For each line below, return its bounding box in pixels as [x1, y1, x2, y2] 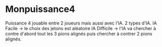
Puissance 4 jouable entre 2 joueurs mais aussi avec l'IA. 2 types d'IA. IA [5, 20, 157, 26]
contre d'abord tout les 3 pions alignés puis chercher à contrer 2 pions [5, 30, 153, 36]
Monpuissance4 [5, 3, 75, 15]
